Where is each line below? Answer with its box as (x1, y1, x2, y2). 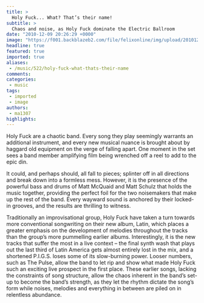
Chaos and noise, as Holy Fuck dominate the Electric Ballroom (12, 25, 175, 32)
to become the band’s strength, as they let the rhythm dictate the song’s (14, 278, 194, 285)
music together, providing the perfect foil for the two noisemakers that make (6, 189, 197, 197)
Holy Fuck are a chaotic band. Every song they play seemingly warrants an (6, 133, 194, 140)
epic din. (6, 158, 29, 165)
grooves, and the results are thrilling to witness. (12, 202, 131, 210)
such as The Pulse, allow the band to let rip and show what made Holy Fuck (6, 259, 195, 267)
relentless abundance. (6, 291, 62, 299)
